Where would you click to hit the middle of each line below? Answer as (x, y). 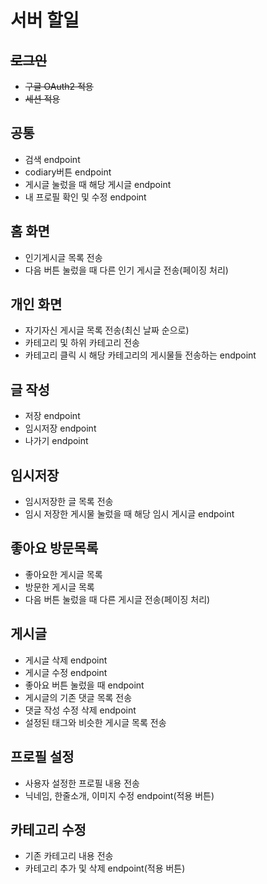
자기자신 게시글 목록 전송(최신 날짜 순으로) (107, 330)
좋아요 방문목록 (54, 548)
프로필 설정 (42, 757)
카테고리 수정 (48, 829)
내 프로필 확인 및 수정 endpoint (85, 197)
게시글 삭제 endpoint (66, 660)
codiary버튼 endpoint (68, 172)
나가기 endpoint (56, 441)
